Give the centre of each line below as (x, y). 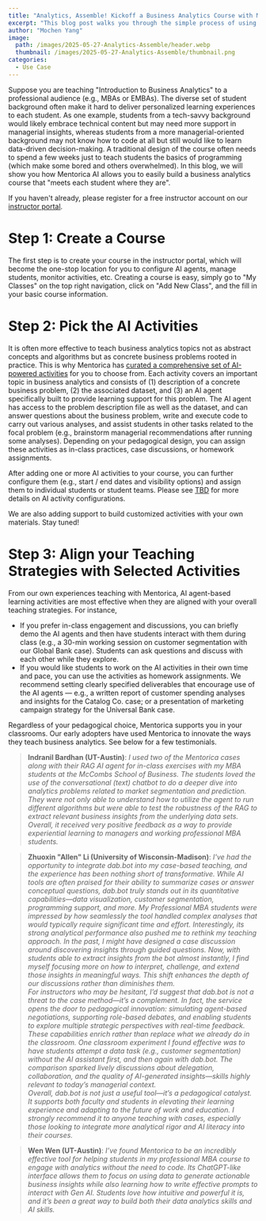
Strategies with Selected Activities (124, 571)
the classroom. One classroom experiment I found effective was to (136, 1042)
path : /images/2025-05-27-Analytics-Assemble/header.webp (113, 45)
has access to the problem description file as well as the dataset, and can (128, 407)
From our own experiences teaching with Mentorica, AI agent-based (120, 593)
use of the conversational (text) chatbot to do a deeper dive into (132, 782)
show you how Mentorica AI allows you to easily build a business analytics (129, 174)
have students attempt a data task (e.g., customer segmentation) (134, 1050)
